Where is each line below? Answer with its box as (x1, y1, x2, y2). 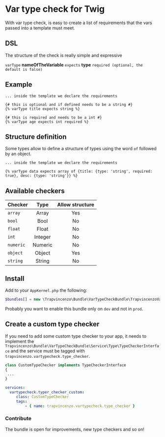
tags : (16, 399, 27, 404)
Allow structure (57, 201, 95, 208)
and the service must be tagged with (10, 348, 85, 354)
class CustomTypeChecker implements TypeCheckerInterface (5, 363, 126, 368)
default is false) (5, 67, 43, 72)
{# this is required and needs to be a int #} (5, 115, 102, 120)
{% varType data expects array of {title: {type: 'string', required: (5, 169, 153, 174)
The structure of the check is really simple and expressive (5, 52, 122, 58)
